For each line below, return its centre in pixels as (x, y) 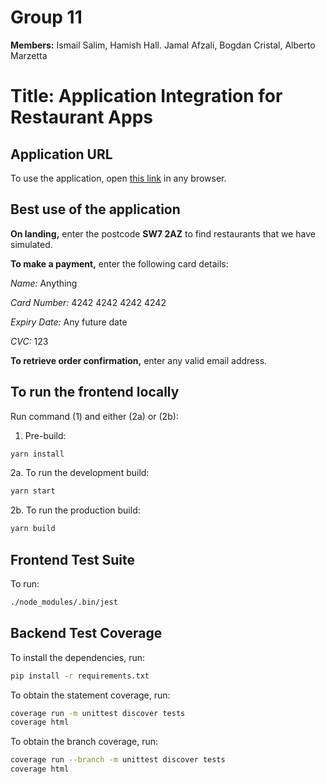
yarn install (37, 454)
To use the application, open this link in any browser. (118, 178)
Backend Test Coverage (86, 633)
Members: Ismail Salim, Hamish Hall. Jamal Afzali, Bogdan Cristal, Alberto (163, 45)
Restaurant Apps (81, 117)
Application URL (61, 154)
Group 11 (46, 17)
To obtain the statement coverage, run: (90, 695)
